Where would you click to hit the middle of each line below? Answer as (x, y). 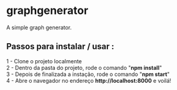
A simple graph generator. (39, 27)
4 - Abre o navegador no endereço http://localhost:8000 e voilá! (89, 80)
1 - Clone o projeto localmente (44, 61)
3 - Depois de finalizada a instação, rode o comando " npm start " (88, 74)
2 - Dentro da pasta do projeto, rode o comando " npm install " (84, 67)
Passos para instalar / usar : (60, 47)
